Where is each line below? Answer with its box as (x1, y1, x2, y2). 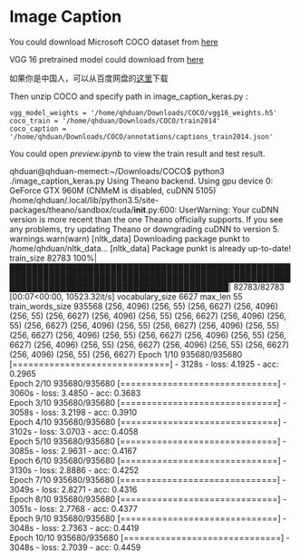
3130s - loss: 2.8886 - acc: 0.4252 (9, 465, 140, 476)
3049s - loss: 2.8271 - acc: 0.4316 (9, 484, 138, 495)
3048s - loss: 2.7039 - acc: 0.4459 (9, 542, 141, 553)
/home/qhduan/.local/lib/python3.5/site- (9, 194, 160, 205)
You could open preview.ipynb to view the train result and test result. (9, 148, 266, 159)
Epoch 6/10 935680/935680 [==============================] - (9, 455, 287, 466)
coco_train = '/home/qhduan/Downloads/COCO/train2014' (9, 116, 221, 125)
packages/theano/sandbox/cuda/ (9, 204, 134, 215)
